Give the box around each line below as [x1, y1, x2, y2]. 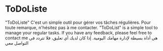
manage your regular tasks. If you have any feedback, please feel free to [5, 30, 152, 35]
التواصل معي [5, 40, 28, 46]
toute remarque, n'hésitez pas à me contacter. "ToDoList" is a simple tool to [5, 24, 158, 30]
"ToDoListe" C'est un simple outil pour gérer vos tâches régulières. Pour [5, 19, 151, 25]
